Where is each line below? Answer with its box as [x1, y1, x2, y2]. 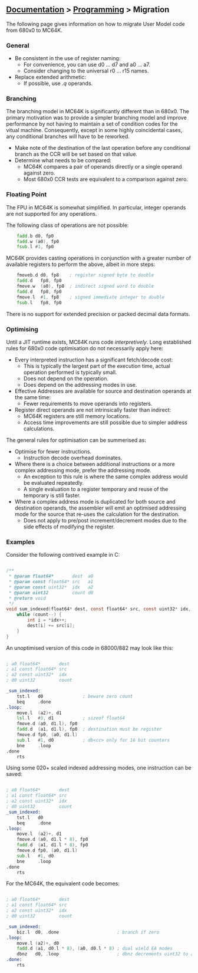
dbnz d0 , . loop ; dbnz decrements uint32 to [16, 951, 189, 957]
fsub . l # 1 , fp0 [16, 244, 54, 250]
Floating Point [6, 190, 47, 199]
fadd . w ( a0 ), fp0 [16, 238, 60, 244]
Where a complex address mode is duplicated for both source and [14, 498, 176, 505]
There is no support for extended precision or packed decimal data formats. [6, 310, 190, 317]
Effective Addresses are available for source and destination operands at [14, 387, 192, 395]
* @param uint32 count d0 [8, 590, 94, 596]
